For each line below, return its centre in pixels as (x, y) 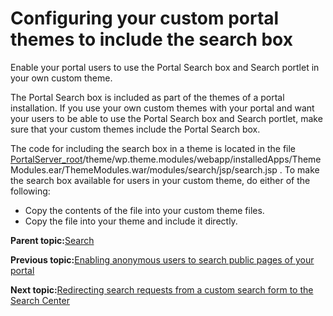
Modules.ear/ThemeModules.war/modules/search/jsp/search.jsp (144, 169)
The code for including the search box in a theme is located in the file (153, 148)
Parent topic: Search (52, 240)
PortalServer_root (46, 159)
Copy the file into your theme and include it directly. (131, 221)
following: (30, 191)
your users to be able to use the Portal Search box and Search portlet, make (166, 118)
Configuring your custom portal (145, 18)
